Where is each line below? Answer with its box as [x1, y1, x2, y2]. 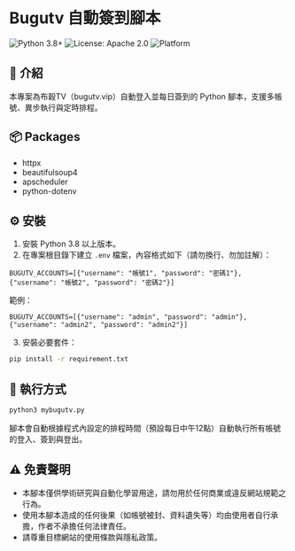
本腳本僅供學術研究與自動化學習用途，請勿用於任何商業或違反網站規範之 [21, 487, 286, 498]
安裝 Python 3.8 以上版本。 [21, 238, 121, 249]
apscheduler [21, 176, 68, 187]
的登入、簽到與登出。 [9, 433, 87, 444]
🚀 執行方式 [9, 382, 66, 397]
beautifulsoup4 [21, 167, 78, 177]
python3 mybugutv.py [9, 406, 86, 415]
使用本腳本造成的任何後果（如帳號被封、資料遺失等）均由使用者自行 [21, 509, 271, 520]
